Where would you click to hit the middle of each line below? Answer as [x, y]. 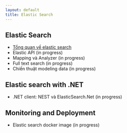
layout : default [22, 10]
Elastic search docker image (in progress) [56, 125]
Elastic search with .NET [45, 85]
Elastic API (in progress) [38, 53]
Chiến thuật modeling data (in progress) [54, 69]
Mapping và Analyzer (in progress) [49, 58]
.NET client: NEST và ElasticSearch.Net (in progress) [67, 97]
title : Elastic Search [29, 15]
